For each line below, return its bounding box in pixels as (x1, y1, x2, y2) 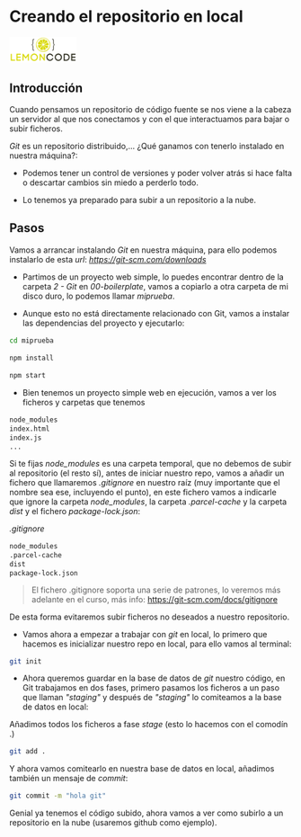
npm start (9, 370, 47, 379)
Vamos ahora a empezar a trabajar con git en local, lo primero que (22, 628, 268, 639)
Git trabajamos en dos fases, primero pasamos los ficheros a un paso (22, 682, 280, 693)
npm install (9, 353, 54, 362)
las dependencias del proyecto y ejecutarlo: (22, 317, 185, 328)
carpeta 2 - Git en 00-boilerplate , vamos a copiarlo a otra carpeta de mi (22, 280, 289, 291)
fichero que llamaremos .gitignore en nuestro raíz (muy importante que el (9, 476, 280, 487)
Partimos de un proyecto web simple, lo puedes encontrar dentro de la (22, 272, 285, 282)
